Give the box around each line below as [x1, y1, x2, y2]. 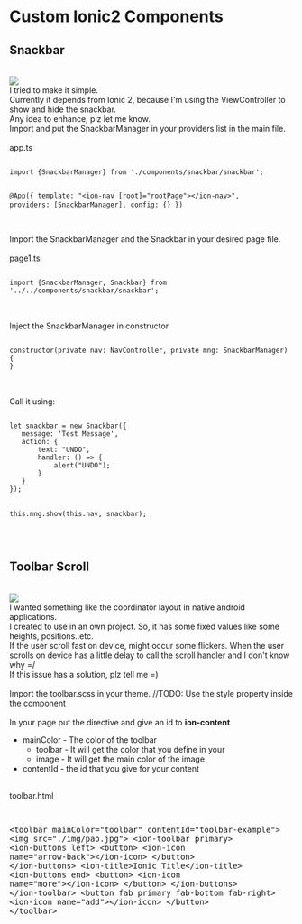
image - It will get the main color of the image [35, 753, 206, 764]
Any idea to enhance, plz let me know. [9, 114, 151, 124]
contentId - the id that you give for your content [22, 762, 200, 773]
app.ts [9, 143, 33, 152]
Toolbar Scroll [9, 559, 90, 575]
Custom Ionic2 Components [9, 6, 224, 27]
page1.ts [9, 253, 41, 263]
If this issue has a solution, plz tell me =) [9, 669, 160, 679]
